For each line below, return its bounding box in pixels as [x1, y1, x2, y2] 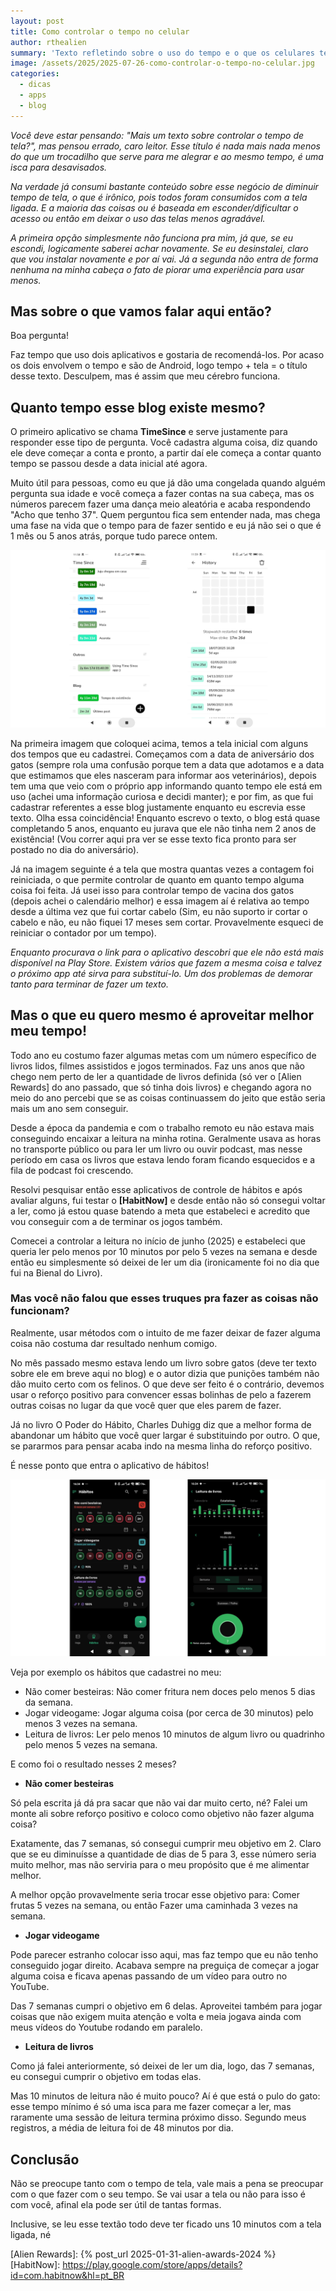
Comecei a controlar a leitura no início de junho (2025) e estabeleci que [10, 1235, 306, 1247]
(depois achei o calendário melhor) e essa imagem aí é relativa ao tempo [10, 895, 310, 907]
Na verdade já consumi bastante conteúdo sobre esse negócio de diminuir [10, 180, 319, 192]
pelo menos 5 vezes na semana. [24, 1739, 158, 1751]
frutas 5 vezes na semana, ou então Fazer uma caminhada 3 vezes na [10, 1900, 298, 1912]
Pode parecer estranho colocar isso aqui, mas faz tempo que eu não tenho [10, 1949, 319, 1961]
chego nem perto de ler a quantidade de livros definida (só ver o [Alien [10, 1070, 302, 1082]
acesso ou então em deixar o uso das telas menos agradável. [10, 212, 266, 224]
